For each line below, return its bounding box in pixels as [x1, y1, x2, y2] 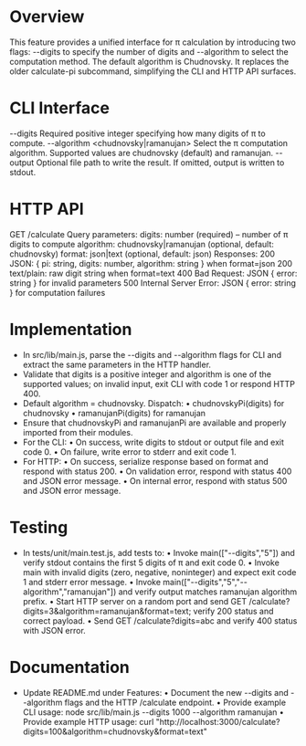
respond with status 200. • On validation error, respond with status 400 [22, 466, 292, 477]
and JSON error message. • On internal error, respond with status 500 [22, 475, 288, 486]
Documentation [9, 657, 131, 678]
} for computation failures [9, 287, 106, 298]
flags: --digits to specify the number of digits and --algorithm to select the [9, 46, 290, 57]
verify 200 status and [193, 605, 274, 616]
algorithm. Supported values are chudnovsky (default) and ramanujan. [9, 147, 274, 158]
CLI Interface [9, 98, 110, 119]
